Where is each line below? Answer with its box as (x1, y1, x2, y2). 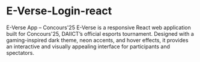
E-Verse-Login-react (6, 4, 112, 18)
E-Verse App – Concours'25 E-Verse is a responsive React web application (6, 24, 191, 31)
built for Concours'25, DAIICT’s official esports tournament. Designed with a (6, 30, 194, 37)
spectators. (6, 49, 35, 56)
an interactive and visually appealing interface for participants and (6, 43, 170, 50)
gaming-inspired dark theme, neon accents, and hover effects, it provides (6, 36, 189, 44)
